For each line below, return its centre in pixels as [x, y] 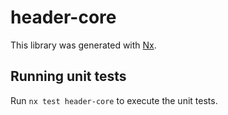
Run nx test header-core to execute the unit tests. [114, 100]
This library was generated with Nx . [83, 45]
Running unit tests [68, 76]
